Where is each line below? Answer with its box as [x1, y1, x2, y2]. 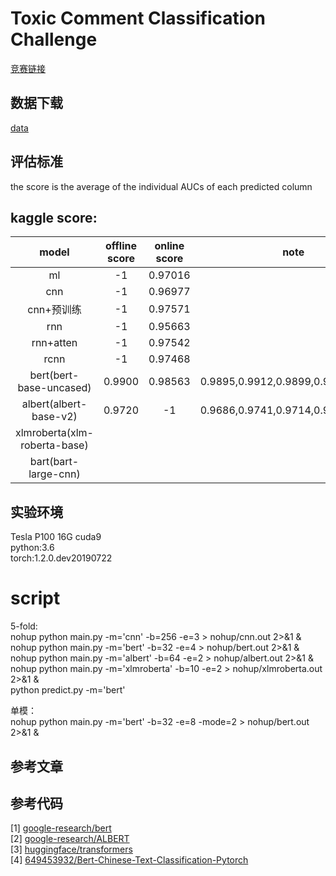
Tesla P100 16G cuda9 [10, 531, 102, 543]
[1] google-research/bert [10, 822, 112, 834]
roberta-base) [20, 438, 89, 452]
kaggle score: [10, 209, 98, 226]
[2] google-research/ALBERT [10, 833, 130, 845]
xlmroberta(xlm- [15, 426, 94, 440]
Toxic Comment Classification [10, 7, 266, 30]
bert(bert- [29, 368, 80, 382]
